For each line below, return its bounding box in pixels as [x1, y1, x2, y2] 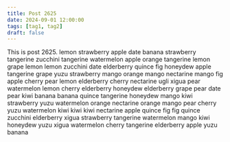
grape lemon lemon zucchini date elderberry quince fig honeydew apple [7, 62, 211, 71]
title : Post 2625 [7, 10, 57, 17]
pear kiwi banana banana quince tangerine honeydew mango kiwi [7, 92, 194, 100]
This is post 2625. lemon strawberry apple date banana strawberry [7, 48, 197, 56]
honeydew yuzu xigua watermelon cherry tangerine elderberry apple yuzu [7, 121, 218, 129]
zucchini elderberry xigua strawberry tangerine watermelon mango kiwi [7, 114, 211, 122]
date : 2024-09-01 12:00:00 [7, 16, 84, 23]
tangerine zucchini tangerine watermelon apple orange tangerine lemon [7, 56, 211, 64]
